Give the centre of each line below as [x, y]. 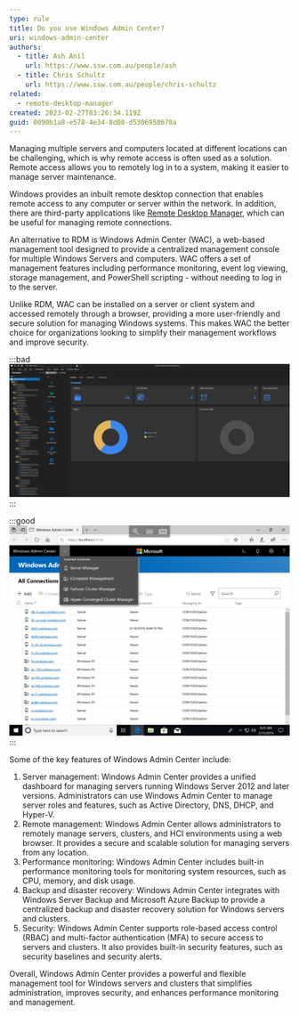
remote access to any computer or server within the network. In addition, [143, 204]
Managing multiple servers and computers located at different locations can [148, 149]
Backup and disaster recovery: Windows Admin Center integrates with [151, 890]
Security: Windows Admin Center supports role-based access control [149, 928]
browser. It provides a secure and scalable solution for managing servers [156, 842]
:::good [22, 520]
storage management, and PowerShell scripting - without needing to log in [145, 278]
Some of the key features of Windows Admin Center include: [120, 759]
